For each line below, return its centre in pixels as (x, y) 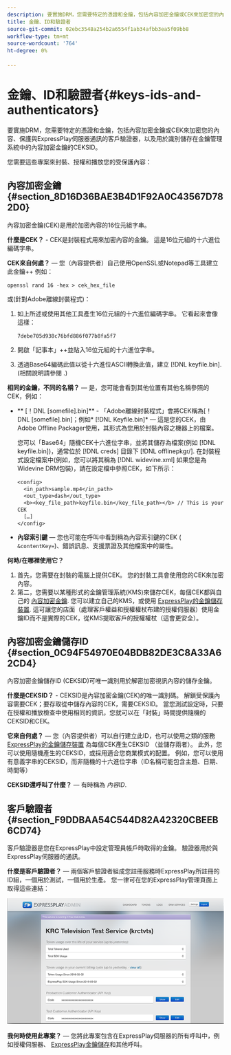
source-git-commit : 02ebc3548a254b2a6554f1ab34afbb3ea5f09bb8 (98, 29)
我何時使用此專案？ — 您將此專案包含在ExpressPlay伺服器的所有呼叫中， (111, 1036)
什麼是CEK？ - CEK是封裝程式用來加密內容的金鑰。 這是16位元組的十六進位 (114, 239)
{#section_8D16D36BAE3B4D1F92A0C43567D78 (115, 197)
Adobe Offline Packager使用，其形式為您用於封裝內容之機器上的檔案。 (117, 428)
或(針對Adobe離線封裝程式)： (49, 298)
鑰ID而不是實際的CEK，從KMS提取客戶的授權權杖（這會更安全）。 (110, 618)
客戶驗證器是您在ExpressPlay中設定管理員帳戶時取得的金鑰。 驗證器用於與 (113, 848)
